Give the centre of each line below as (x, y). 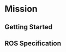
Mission (21, 9)
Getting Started (29, 27)
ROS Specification (33, 43)
